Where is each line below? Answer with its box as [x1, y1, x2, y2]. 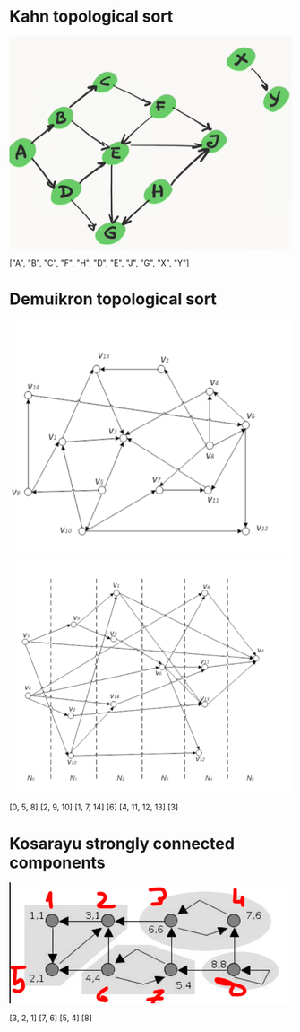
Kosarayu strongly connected [9, 833, 236, 853]
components [9, 853, 106, 872]
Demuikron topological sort [9, 289, 217, 310]
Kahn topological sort [9, 6, 174, 27]
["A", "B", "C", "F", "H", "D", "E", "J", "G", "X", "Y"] [9, 258, 190, 268]
